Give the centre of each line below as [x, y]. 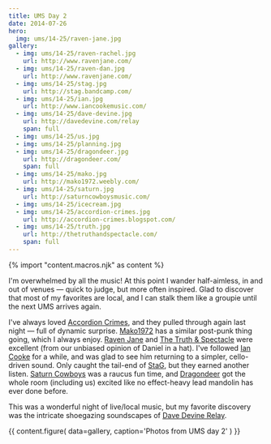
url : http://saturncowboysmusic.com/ [87, 196]
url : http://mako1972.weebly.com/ [81, 182]
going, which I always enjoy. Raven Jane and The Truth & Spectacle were [131, 339]
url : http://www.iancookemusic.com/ [85, 106]
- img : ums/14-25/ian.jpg [60, 99]
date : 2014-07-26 [38, 23]
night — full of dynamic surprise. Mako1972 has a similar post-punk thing [131, 331]
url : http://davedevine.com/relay [81, 122]
